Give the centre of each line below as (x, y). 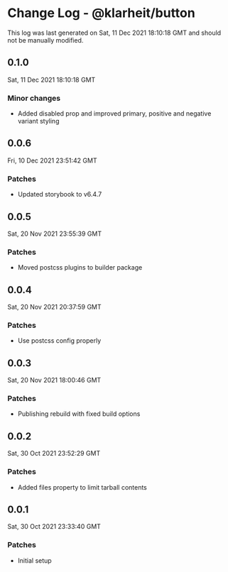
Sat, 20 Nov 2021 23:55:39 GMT (54, 233)
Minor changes (34, 98)
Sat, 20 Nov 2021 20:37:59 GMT (54, 307)
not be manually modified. (45, 40)
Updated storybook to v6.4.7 (60, 194)
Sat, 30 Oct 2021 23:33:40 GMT (54, 527)
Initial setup (34, 560)
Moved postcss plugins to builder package (80, 268)
